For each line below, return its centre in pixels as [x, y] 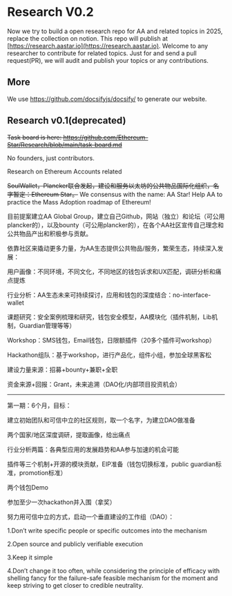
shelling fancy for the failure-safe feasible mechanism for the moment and [113, 578]
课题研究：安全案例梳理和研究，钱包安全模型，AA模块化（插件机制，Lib [109, 317]
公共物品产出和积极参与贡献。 [49, 233]
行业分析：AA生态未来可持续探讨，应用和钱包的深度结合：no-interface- [109, 295]
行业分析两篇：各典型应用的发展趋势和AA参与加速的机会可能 [93, 449]
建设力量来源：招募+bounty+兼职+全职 [62, 369]
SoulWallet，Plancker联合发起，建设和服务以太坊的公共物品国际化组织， [110, 185]
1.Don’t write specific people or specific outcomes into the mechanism [107, 530]
